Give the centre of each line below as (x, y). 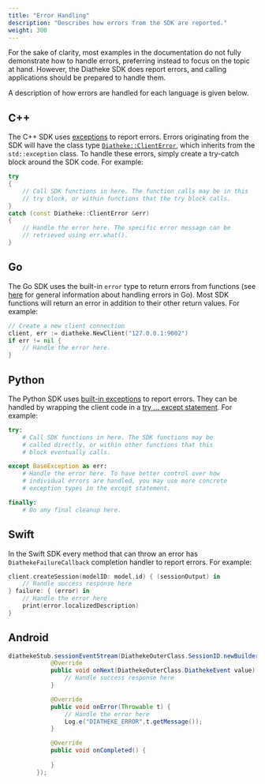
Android (28, 638)
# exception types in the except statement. (97, 489)
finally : (22, 502)
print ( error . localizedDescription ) (81, 606)
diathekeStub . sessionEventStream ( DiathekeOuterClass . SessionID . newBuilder (134, 656)
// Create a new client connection (67, 326)
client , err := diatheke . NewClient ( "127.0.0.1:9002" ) (99, 333)
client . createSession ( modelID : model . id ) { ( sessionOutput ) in (114, 576)
